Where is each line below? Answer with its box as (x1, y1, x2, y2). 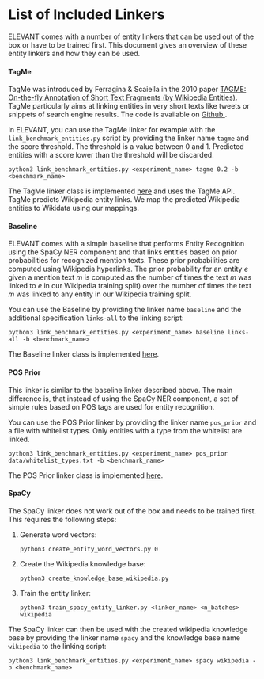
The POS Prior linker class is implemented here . (8, 470, 164, 480)
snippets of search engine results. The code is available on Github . (8, 109, 228, 120)
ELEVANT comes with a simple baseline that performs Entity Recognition (8, 239, 245, 249)
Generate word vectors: (19, 529, 97, 540)
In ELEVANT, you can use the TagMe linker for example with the (8, 125, 216, 135)
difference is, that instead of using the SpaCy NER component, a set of (8, 394, 239, 403)
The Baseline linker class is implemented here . (8, 349, 160, 359)
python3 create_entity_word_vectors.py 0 (19, 545, 158, 553)
